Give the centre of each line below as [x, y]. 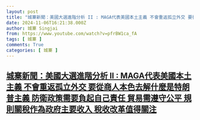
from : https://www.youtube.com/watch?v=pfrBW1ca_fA [71, 34]
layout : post [22, 12]
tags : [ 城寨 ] [24, 39]
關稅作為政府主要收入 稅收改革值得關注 [85, 110]
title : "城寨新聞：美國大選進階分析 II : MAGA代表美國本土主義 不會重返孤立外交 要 [99, 17]
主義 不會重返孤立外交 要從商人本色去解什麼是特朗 [98, 87]
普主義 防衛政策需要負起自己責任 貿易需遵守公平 [94, 98]
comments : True [25, 45]
